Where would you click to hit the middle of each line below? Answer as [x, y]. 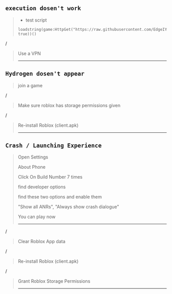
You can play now [37, 217]
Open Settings [33, 157]
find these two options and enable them [60, 197]
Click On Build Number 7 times [50, 177]
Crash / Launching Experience [53, 145]
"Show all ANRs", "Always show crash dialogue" [68, 207]
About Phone [32, 167]
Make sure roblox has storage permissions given [69, 105]
